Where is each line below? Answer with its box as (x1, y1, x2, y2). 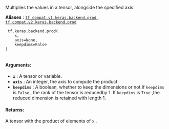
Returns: (5, 106, 25, 113)
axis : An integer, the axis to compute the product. (12, 79, 119, 85)
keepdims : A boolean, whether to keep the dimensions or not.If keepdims (12, 84, 165, 90)
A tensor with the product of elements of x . (5, 118, 97, 124)
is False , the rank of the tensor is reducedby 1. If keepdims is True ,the (12, 90, 160, 96)
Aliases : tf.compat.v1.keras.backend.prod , (5, 14, 99, 20)
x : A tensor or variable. (12, 73, 62, 79)
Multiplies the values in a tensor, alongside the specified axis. (5, 5, 135, 10)
